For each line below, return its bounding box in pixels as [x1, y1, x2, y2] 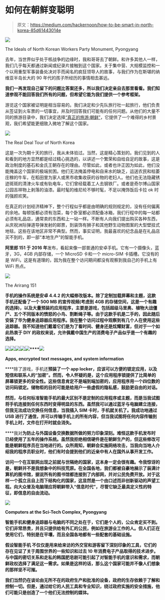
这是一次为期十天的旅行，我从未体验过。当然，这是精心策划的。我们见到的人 [5, 150, 160, 155]
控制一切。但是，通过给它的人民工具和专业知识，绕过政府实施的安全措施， [5, 583, 156, 589]
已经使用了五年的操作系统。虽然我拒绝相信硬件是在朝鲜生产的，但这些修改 [5, 436, 156, 442]
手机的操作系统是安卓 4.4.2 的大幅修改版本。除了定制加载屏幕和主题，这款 [5, 292, 156, 299]
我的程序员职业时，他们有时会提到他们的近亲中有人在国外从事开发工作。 [9, 449, 156, 454]
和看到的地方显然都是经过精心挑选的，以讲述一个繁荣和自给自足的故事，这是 [5, 156, 160, 162]
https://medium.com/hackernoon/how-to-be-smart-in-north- [30, 22, 154, 28]
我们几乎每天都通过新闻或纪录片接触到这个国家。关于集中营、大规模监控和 [5, 62, 156, 68]
